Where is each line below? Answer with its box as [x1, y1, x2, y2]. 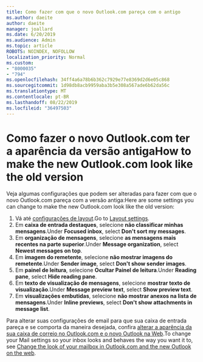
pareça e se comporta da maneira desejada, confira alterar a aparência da [6, 324, 193, 331]
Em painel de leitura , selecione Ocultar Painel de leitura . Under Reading [15, 266, 197, 274]
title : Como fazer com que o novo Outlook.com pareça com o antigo [6, 9, 181, 15]
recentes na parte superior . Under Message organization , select [15, 241, 179, 248]
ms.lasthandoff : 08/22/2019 [6, 99, 78, 105]
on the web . [6, 349, 36, 357]
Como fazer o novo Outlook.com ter [6, 131, 190, 145]
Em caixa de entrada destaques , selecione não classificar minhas [15, 221, 184, 229]
